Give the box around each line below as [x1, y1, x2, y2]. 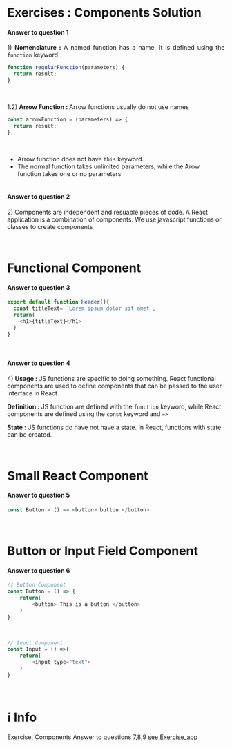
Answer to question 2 [7, 193, 70, 201]
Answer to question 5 [7, 491, 70, 500]
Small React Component [7, 468, 148, 484]
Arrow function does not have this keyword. [17, 155, 144, 163]
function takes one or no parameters [17, 169, 122, 177]
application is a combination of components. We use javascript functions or [7, 215, 222, 224]
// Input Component [7, 640, 64, 647]
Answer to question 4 [7, 359, 70, 367]
